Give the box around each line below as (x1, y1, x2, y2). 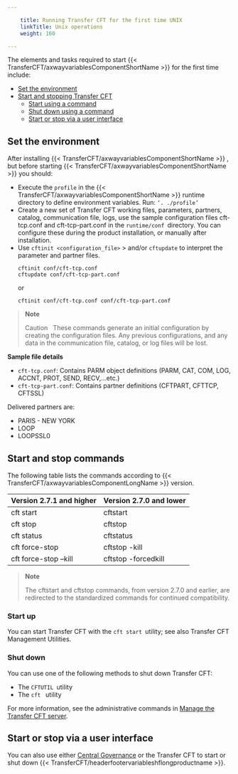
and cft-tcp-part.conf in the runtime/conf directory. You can (43, 221, 222, 230)
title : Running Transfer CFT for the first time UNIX (20, 16, 183, 23)
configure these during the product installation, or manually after (17, 228, 207, 237)
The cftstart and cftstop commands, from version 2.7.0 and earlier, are (24, 586, 230, 594)
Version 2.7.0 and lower (103, 496, 186, 505)
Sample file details (7, 353, 64, 361)
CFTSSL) (17, 389, 45, 398)
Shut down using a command (28, 107, 114, 116)
